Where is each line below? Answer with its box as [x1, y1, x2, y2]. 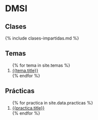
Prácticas [5, 87, 35, 95]
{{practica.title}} [12, 105, 45, 111]
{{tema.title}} [12, 67, 39, 73]
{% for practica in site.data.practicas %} [12, 100, 94, 105]
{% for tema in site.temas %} [12, 62, 71, 68]
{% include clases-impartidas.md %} [5, 35, 79, 41]
